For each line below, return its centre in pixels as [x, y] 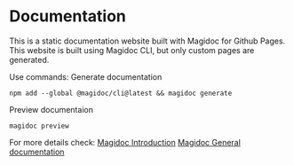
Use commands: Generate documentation [86, 76]
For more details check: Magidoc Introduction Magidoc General [125, 142]
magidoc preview [39, 126]
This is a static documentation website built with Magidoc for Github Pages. [147, 41]
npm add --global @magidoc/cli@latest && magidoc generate [121, 93]
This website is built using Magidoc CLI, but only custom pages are [132, 50]
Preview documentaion [51, 109]
